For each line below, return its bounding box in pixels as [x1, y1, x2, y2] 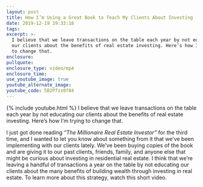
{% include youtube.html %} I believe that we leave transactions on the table [6, 104, 197, 111]
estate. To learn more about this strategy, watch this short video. [6, 174, 167, 181]
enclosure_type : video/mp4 [6, 65, 74, 71]
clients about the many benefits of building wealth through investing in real [6, 167, 192, 174]
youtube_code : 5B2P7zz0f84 [6, 88, 74, 94]
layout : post [6, 8, 39, 15]
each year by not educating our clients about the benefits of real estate [6, 110, 184, 118]
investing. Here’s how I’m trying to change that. [6, 117, 124, 124]
